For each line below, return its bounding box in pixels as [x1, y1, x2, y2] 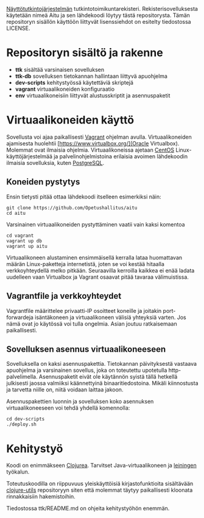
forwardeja [6, 313, 33, 321]
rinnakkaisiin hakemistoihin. [6, 493, 76, 500]
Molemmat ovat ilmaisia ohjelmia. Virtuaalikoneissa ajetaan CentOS [6, 146, 175, 153]
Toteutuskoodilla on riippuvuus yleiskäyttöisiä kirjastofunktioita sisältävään [6, 480, 194, 488]
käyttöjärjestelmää [6, 152, 53, 160]
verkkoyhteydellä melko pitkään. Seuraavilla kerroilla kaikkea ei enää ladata [6, 267, 195, 274]
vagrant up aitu [6, 243, 47, 249]
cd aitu [6, 210, 26, 216]
